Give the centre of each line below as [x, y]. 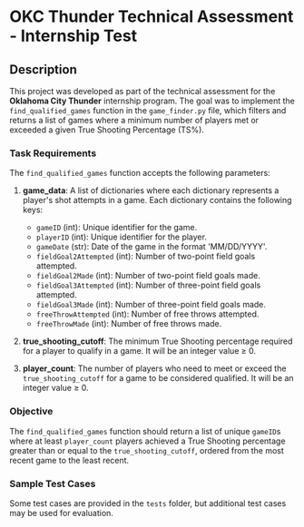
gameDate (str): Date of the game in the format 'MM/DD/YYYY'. [152, 247]
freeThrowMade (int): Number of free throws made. [129, 324]
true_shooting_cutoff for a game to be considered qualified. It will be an [158, 378]
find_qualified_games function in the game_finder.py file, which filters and [148, 110]
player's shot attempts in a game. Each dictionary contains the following [157, 200]
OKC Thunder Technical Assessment [152, 17]
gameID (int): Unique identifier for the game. [117, 228]
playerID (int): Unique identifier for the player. [121, 237]
